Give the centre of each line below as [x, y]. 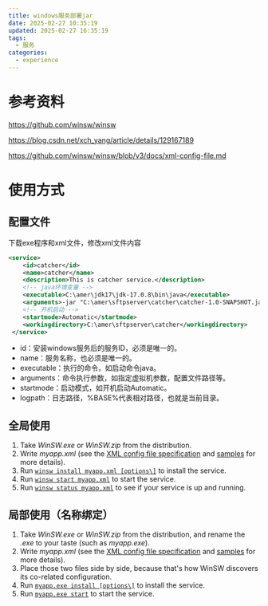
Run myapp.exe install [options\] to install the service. [112, 585]
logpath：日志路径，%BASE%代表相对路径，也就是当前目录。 [122, 398]
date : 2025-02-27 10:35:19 [53, 23]
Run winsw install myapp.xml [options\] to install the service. [123, 470]
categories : [28, 53]
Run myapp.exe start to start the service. [87, 594]
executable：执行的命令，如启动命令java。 [90, 368]
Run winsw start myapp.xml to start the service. [98, 479]
